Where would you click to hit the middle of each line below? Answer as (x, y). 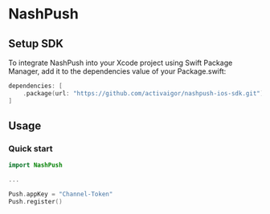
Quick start (31, 148)
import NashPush (35, 165)
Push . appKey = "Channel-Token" (61, 194)
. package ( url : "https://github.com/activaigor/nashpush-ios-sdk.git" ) (143, 93)
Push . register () (35, 201)
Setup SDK (36, 44)
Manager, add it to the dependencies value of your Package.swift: (117, 71)
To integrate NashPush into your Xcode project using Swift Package (121, 63)
